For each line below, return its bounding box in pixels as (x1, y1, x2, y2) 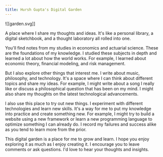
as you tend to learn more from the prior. (5, 126, 87, 132)
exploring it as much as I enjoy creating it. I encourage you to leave (5, 141, 140, 147)
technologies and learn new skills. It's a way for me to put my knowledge (5, 105, 151, 111)
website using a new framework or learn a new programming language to (5, 116, 153, 122)
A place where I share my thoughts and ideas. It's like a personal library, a (5, 30, 154, 36)
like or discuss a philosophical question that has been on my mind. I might (5, 85, 154, 91)
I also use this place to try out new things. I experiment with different (5, 100, 143, 106)
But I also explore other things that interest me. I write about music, (5, 70, 140, 76)
